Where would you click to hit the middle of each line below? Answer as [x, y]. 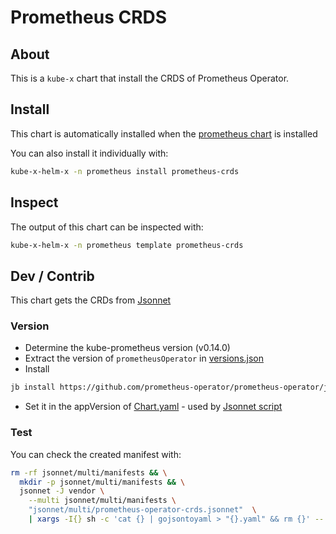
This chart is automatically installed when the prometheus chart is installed [164, 133]
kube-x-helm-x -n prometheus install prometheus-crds [125, 171]
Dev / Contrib [52, 276]
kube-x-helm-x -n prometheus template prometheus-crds [127, 245]
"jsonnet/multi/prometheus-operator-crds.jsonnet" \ [142, 510]
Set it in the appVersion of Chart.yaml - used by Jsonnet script [153, 407]
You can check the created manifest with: [96, 454]
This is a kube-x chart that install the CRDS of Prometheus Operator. [150, 78]
